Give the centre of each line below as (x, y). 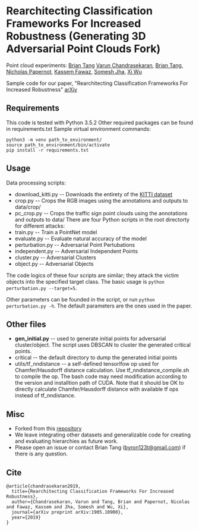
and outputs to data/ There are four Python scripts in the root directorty (102, 219)
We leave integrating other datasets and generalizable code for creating (103, 435)
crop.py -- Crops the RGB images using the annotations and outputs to (101, 200)
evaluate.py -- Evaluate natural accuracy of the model (81, 238)
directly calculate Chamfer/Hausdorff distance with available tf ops (97, 389)
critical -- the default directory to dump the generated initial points (96, 357)
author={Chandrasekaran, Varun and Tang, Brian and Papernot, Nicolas (101, 502)
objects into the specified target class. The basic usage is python (85, 281)
